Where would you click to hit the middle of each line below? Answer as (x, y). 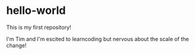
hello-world (36, 11)
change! (17, 45)
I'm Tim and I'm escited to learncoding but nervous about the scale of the (97, 39)
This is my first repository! (39, 27)
